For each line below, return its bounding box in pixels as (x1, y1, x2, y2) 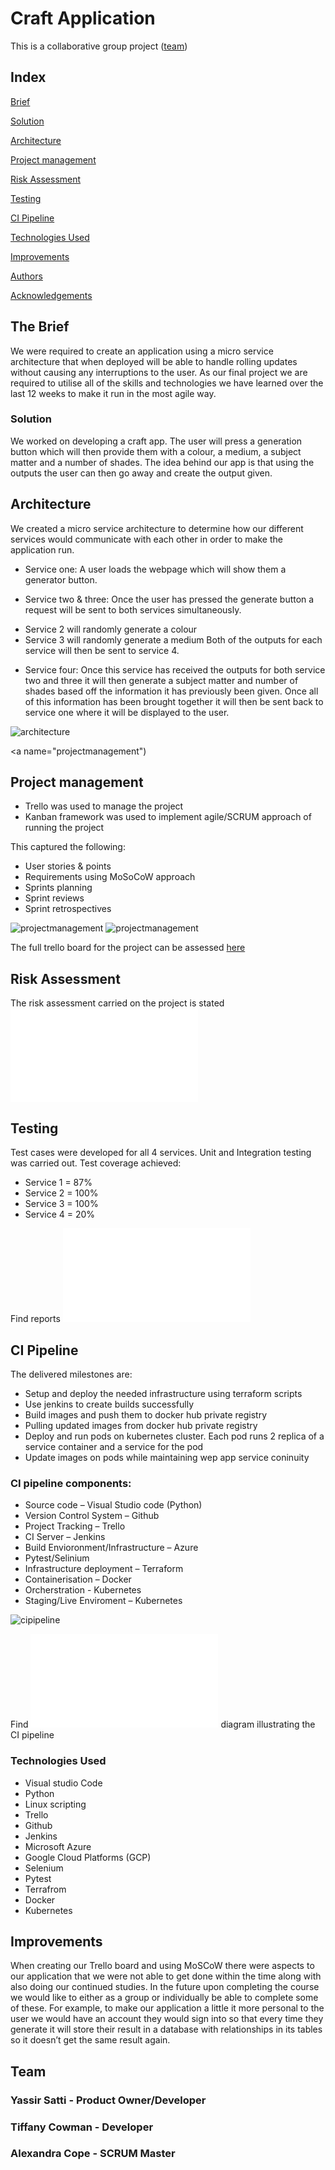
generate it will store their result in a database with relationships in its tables (10, 2023, 323, 2036)
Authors (10, 270, 43, 282)
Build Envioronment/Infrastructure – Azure (24, 1542, 199, 1554)
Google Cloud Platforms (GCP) (24, 1851, 152, 1863)
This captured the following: (10, 841, 126, 853)
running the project (24, 822, 105, 834)
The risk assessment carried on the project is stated (10, 997, 225, 1009)
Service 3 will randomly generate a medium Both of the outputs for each (24, 633, 323, 646)
